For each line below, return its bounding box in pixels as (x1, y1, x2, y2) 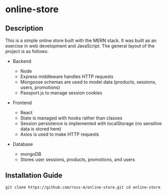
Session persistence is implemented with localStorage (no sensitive (20, 120, 162, 126)
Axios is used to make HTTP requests (20, 131, 99, 137)
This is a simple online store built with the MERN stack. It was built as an (5, 37, 157, 43)
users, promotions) (20, 84, 60, 90)
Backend (12, 58, 32, 64)
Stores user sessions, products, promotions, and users (20, 157, 135, 162)
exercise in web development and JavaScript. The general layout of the (5, 43, 155, 49)
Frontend (12, 100, 32, 106)
